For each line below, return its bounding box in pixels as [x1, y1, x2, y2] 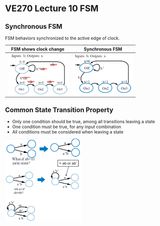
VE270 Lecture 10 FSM [5, 3, 99, 14]
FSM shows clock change [11, 46, 65, 52]
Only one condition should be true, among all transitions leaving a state [12, 119, 155, 125]
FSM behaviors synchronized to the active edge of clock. [5, 35, 120, 41]
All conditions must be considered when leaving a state [12, 129, 123, 135]
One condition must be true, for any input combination [12, 124, 121, 130]
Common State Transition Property [5, 106, 114, 114]
